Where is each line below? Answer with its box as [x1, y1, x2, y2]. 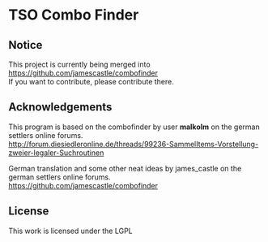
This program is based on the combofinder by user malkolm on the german [8, 122, 261, 132]
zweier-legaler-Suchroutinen [8, 148, 104, 158]
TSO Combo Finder [8, 6, 139, 24]
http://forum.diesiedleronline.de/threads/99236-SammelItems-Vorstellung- [8, 139, 259, 149]
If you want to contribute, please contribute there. [8, 77, 174, 86]
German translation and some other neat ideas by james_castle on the [8, 163, 242, 173]
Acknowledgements [8, 100, 113, 115]
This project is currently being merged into [8, 59, 151, 69]
